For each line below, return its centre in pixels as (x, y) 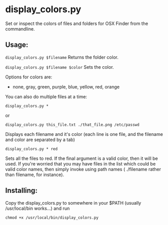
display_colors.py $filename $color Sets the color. (60, 67)
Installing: (22, 191)
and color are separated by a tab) (40, 139)
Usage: (17, 45)
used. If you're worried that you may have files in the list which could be (80, 163)
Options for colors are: (29, 77)
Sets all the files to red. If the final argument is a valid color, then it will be (82, 158)
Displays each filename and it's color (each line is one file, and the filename (84, 134)
